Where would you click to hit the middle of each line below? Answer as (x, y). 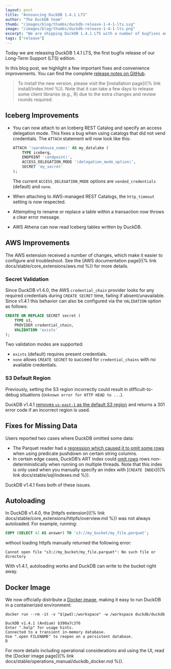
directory (16, 557)
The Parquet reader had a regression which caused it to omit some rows (88, 448)
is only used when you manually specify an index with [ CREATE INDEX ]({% (89, 469)
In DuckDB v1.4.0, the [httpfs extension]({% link (55, 513)
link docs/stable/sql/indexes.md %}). (51, 475)
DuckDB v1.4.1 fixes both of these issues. (48, 485)
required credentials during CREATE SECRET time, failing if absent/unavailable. (85, 296)
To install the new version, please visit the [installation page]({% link (89, 83)
